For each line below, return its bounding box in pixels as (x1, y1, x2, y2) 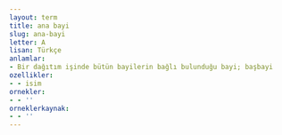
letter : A (9, 37, 46, 47)
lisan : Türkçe (9, 46, 62, 55)
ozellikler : (9, 71, 54, 80)
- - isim (9, 79, 42, 88)
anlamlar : (9, 54, 46, 63)
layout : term (9, 12, 58, 22)
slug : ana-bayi (9, 29, 66, 38)
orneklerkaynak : (9, 104, 70, 113)
